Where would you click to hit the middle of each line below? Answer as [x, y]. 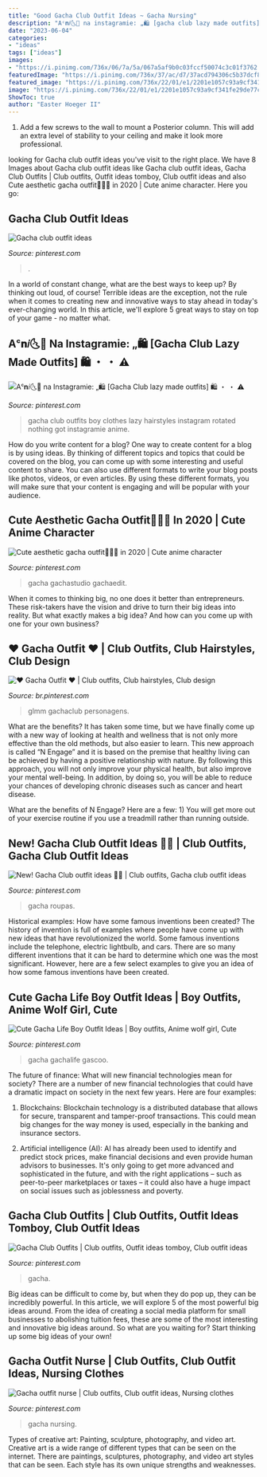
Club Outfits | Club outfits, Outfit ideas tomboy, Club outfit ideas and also [127, 177]
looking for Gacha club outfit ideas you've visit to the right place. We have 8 [132, 159]
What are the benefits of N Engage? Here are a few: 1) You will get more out [132, 810]
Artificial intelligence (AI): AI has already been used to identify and [128, 1148]
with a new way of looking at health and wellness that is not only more [123, 735]
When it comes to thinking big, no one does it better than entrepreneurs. [126, 598]
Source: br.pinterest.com [49, 696]
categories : [28, 38]
